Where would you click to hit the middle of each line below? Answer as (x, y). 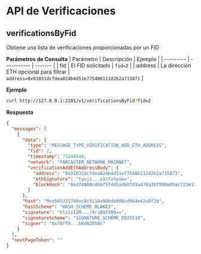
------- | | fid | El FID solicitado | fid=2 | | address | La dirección (113, 65)
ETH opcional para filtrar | (38, 72)
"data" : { (34, 140)
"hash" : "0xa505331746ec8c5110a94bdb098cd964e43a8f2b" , (93, 201)
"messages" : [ (29, 129)
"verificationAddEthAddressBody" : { (73, 168)
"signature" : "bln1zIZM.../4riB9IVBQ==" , (74, 212)
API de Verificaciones (61, 11)
